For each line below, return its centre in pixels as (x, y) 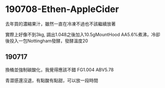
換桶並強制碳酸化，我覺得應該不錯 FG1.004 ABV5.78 (60, 69)
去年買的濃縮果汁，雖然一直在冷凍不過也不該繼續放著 (61, 24)
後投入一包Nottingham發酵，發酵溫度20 (47, 41)
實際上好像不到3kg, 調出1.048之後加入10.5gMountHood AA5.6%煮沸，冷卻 (83, 34)
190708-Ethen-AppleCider (62, 9)
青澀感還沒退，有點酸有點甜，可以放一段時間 (52, 80)
